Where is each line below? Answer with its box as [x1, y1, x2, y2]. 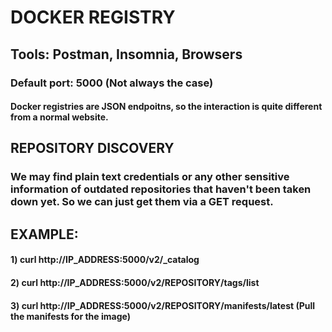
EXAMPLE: [10, 226, 79, 243]
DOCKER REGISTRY [10, 6, 176, 29]
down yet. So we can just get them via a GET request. [10, 195, 274, 209]
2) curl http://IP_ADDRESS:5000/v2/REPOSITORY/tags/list [10, 276, 260, 288]
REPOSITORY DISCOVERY [10, 140, 175, 157]
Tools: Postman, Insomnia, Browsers [10, 46, 243, 63]
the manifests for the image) [10, 310, 131, 322]
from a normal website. [10, 111, 109, 123]
